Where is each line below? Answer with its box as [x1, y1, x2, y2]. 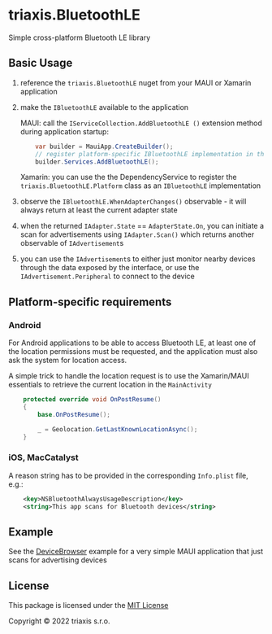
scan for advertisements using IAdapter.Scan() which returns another [19, 230, 254, 239]
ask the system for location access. [8, 356, 127, 365]
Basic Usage [8, 56, 73, 70]
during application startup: [19, 126, 110, 136]
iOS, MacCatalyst [8, 452, 79, 463]
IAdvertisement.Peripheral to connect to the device [19, 271, 195, 282]
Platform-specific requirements [8, 295, 172, 308]
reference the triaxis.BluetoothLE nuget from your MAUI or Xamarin [19, 77, 252, 87]
